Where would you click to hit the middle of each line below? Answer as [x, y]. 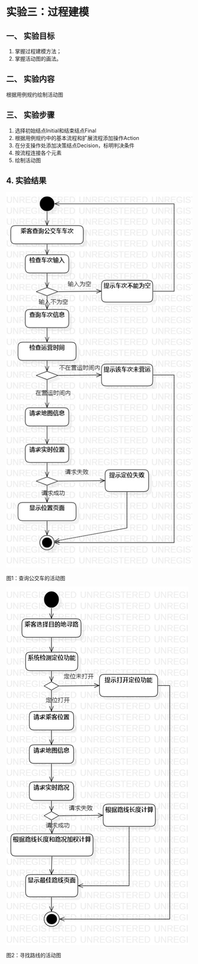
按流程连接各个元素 [38, 152]
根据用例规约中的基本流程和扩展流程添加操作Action [77, 138]
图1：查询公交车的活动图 [36, 578]
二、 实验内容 [30, 79]
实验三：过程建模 [48, 12]
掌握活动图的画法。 [38, 59]
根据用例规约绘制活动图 [35, 94]
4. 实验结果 [26, 181]
